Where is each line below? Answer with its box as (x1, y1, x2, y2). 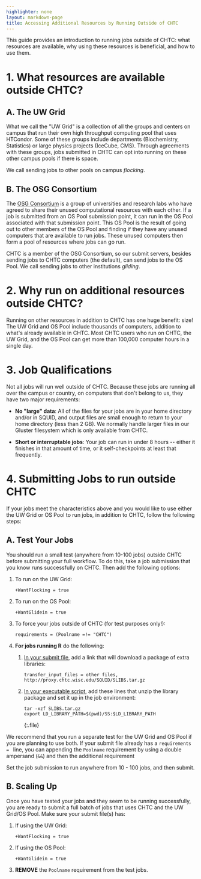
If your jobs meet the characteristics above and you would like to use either (6, 505, 192, 512)
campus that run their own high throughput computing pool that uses (6, 129, 177, 137)
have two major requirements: (6, 396, 80, 403)
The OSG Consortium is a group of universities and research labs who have (6, 200, 193, 208)
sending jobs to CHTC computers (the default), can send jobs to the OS (6, 256, 183, 264)
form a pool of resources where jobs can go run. (6, 238, 126, 245)
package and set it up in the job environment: (23, 694, 136, 701)
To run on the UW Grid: (14, 575, 73, 582)
